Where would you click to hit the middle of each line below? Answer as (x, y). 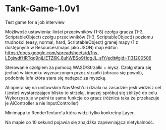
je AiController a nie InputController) (42, 103)
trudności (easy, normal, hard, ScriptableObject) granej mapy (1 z (72, 42)
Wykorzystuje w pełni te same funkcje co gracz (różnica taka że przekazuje (82, 98)
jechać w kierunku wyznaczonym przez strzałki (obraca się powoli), (74, 72)
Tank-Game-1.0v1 (42, 9)
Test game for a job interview (35, 22)
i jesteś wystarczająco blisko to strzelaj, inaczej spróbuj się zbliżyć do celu (81, 93)
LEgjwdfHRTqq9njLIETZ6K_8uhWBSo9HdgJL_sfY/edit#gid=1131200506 (78, 58)
